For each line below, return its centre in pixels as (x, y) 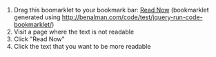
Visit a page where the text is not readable (74, 32)
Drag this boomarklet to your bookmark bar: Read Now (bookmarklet (111, 10)
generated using (37, 17)
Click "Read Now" (39, 39)
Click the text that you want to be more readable (82, 46)
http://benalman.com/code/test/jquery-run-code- (132, 17)
